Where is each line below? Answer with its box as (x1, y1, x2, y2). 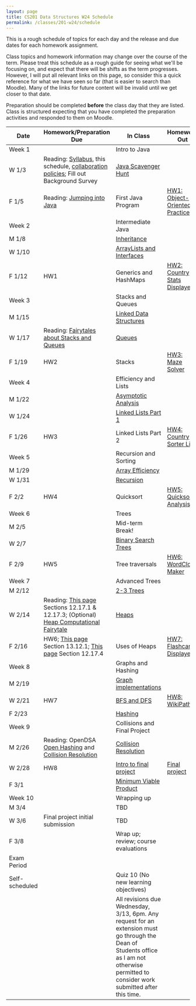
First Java (116, 194, 143, 202)
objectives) (116, 886, 147, 894)
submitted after (116, 983, 158, 991)
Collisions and (116, 719, 155, 728)
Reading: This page (43, 596, 97, 604)
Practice (167, 209, 190, 217)
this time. (116, 990, 141, 998)
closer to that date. (6, 90, 51, 97)
